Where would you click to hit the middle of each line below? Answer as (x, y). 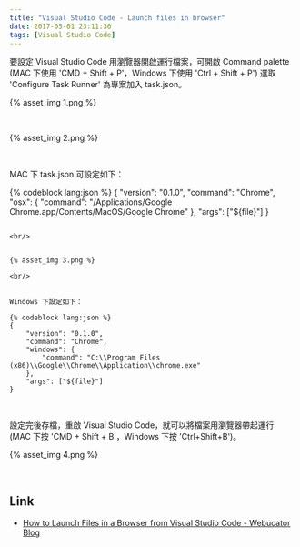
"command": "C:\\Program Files (101, 358)
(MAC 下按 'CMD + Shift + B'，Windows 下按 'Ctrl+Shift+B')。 (125, 437)
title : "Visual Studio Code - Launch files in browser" (117, 18)
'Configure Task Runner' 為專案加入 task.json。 (98, 85)
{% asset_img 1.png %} (53, 103)
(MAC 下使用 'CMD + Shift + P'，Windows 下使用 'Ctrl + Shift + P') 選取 (143, 73)
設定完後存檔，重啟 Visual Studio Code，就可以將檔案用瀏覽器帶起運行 (142, 425)
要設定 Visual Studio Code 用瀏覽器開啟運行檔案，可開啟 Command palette (150, 62)
